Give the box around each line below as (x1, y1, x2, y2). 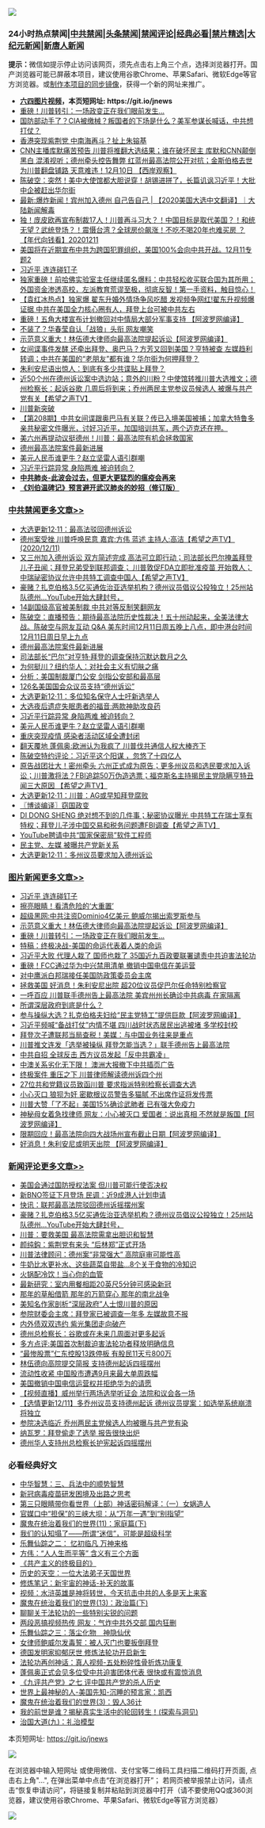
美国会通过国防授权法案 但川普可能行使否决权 (19, 1180, 168, 1190)
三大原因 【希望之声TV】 (26, 780, 108, 790)
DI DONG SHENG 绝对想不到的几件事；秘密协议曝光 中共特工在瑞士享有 (19, 810, 253, 820)
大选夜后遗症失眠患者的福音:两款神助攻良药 (19, 701, 161, 711)
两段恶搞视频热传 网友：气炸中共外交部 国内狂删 (19, 1618, 176, 1627)
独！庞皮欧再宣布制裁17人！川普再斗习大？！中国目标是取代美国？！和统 (19, 215, 256, 225)
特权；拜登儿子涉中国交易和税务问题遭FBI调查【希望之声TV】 (19, 820, 220, 830)
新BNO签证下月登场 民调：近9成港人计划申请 (19, 1190, 166, 1200)
